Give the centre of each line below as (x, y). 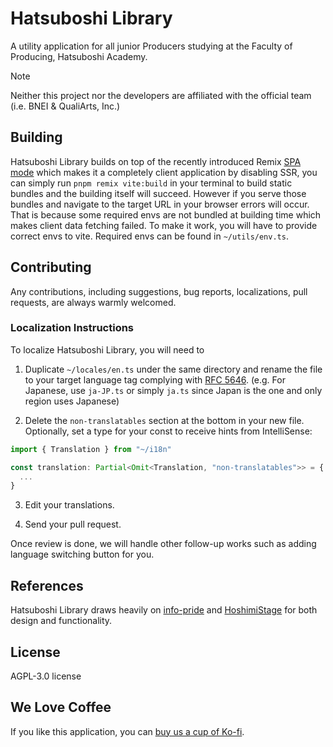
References (47, 585)
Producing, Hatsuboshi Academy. (79, 56)
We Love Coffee (61, 707)
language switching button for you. (82, 554)
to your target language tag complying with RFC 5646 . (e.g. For (155, 379)
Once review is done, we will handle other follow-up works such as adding (163, 544)
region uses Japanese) (72, 401)
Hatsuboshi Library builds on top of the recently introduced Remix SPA (156, 161)
